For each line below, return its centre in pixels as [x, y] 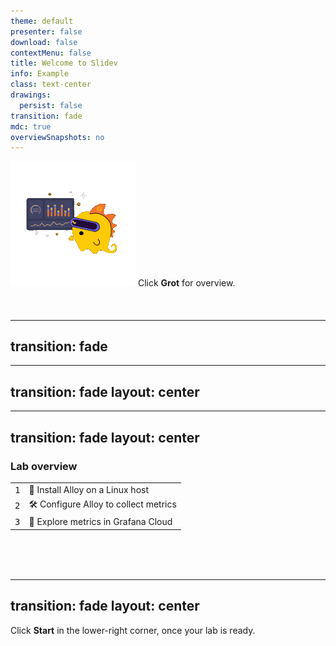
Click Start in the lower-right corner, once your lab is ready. [133, 630]
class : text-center [51, 85]
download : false [44, 42]
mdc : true [31, 126]
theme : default [42, 21]
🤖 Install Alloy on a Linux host [88, 489]
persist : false [51, 105]
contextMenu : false [51, 53]
